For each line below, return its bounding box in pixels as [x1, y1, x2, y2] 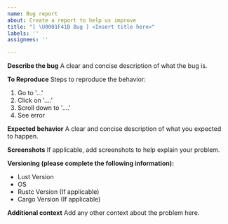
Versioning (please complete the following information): [7, 159, 174, 168]
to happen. [7, 132, 39, 141]
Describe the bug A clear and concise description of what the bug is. [7, 62, 208, 70]
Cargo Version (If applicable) [17, 195, 101, 204]
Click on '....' [17, 96, 53, 105]
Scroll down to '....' [17, 104, 72, 112]
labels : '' [7, 29, 39, 37]
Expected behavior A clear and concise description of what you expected [7, 125, 222, 133]
